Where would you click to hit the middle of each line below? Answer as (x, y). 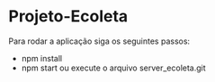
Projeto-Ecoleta (68, 16)
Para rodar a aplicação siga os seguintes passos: (99, 41)
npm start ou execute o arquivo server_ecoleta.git (113, 68)
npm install (42, 58)
